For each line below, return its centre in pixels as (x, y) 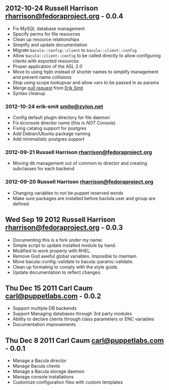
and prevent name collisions (42, 77)
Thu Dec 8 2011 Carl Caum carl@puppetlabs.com (84, 340)
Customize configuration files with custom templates (68, 382)
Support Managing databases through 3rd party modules (72, 314)
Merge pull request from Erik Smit (48, 88)
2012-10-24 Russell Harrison (52, 8)
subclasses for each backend (43, 169)
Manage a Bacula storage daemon (48, 371)
